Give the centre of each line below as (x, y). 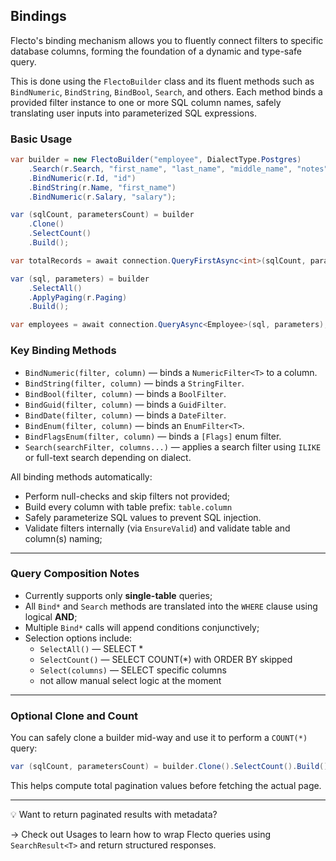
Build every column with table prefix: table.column (128, 506)
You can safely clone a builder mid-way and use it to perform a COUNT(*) (159, 738)
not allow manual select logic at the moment (130, 680)
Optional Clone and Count (74, 716)
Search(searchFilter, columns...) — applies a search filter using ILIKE (173, 446)
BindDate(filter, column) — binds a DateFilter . (125, 415)
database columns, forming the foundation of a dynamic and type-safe (156, 51)
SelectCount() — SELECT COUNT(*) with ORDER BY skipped (166, 659)
